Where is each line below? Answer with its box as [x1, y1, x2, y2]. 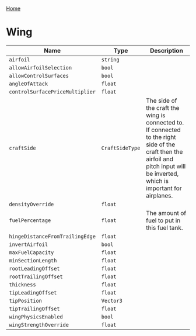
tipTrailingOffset [9, 305, 60, 312]
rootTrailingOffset [9, 273, 63, 280]
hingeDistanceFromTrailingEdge [9, 233, 96, 240]
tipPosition [9, 297, 43, 304]
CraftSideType [101, 144, 141, 151]
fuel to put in [145, 216, 181, 224]
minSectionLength [9, 257, 57, 264]
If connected [145, 126, 181, 134]
